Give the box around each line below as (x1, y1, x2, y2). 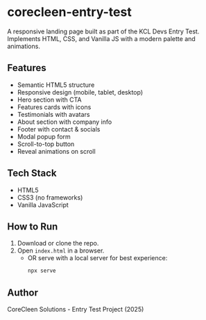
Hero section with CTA (17, 95, 82, 104)
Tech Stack (7, 168, 57, 179)
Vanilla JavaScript (17, 200, 69, 209)
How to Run (7, 221, 58, 232)
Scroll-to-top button (17, 140, 75, 148)
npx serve (27, 267, 57, 275)
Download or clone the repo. (17, 239, 99, 248)
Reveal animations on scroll (17, 147, 96, 155)
